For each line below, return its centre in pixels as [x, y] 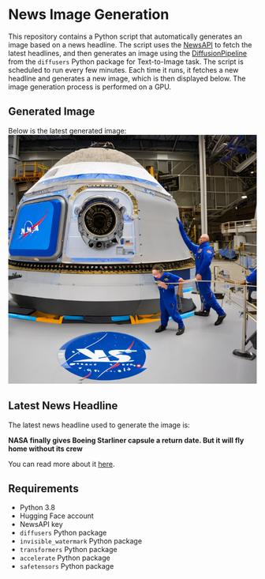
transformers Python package [68, 550]
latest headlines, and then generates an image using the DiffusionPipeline [127, 53]
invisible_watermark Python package [81, 541]
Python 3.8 [37, 508]
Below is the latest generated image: [67, 130]
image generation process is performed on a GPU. [90, 86]
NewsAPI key [41, 524]
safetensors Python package [67, 566]
